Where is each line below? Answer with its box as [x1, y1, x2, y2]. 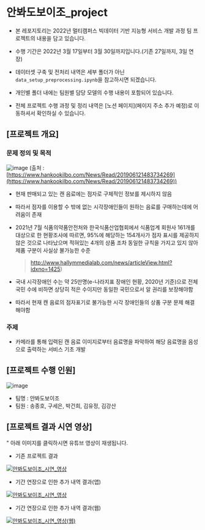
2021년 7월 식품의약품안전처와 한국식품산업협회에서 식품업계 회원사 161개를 [15, 224, 196, 231]
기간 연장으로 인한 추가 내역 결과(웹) [15, 504, 101, 511]
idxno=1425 [30, 265, 61, 273]
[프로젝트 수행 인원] [6, 365, 76, 376]
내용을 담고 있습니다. [36, 34, 86, 42]
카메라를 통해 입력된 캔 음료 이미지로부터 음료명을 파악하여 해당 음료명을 [15, 337, 187, 345]
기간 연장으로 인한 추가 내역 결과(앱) [15, 478, 101, 485]
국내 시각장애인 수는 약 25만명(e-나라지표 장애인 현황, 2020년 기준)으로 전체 [15, 278, 198, 285]
